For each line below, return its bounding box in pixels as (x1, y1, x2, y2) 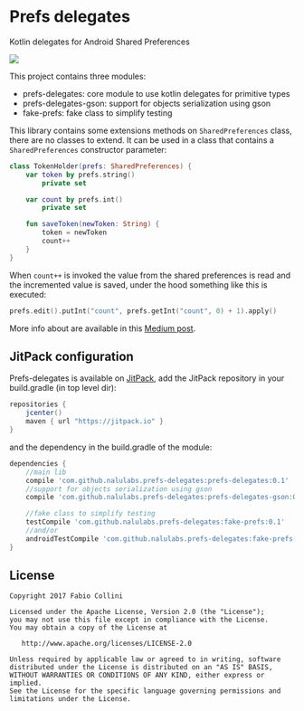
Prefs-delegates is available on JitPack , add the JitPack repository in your (9, 373, 285, 384)
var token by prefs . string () (25, 170, 136, 179)
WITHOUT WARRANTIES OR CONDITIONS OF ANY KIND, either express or (9, 671, 265, 680)
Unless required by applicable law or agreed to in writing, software (9, 655, 281, 664)
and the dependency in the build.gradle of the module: (9, 441, 213, 452)
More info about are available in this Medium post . (9, 323, 196, 334)
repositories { (9, 400, 67, 409)
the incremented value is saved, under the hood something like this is (9, 279, 269, 290)
